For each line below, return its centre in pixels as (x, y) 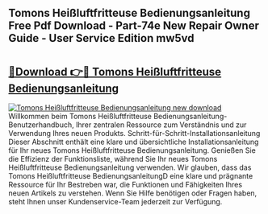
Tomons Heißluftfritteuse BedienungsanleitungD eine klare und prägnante (131, 176)
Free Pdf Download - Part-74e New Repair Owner (134, 26)
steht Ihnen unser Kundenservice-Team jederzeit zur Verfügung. (115, 202)
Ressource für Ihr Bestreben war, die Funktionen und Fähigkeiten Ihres (126, 185)
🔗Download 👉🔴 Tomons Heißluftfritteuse (115, 72)
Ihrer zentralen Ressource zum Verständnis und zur (161, 125)
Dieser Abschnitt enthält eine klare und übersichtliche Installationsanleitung (134, 142)
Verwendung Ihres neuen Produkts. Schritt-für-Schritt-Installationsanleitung (134, 133)
